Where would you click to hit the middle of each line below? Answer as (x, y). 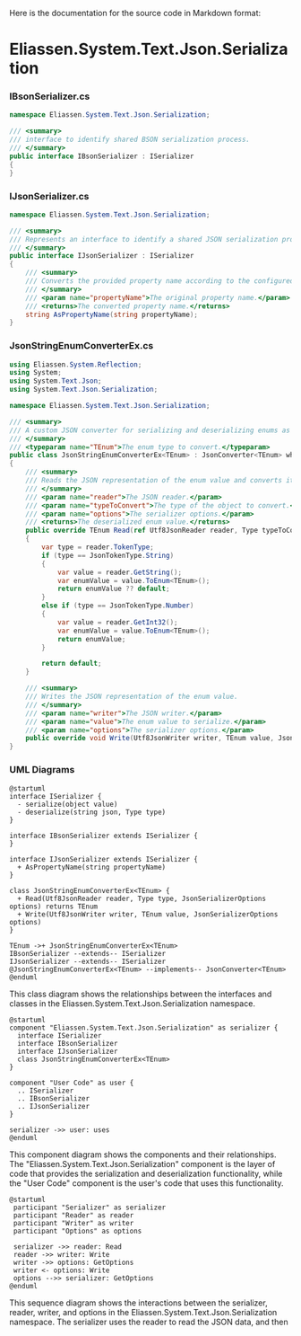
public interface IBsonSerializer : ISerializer (102, 156)
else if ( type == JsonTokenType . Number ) (118, 606)
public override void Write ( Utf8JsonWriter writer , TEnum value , (150, 739)
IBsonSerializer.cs (50, 96)
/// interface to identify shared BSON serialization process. (130, 140)
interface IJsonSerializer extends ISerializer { (104, 859)
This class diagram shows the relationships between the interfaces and (141, 994)
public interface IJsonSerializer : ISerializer (102, 256)
